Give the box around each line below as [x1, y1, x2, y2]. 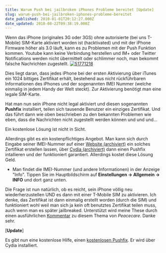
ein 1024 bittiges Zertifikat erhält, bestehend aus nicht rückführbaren [5, 76, 146, 82]
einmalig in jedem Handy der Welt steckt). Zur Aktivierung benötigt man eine [5, 86, 162, 92]
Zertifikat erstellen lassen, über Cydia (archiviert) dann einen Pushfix [5, 146, 146, 152]
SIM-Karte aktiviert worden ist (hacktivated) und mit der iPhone [21, 40, 151, 46]
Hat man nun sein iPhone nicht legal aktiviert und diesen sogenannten [5, 101, 148, 107]
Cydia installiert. [5, 243, 38, 249]
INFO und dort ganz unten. [12, 177, 67, 183]
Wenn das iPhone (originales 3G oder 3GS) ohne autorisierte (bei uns [5, 35, 147, 41]
